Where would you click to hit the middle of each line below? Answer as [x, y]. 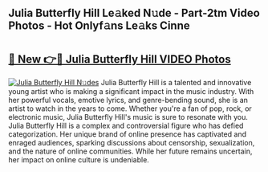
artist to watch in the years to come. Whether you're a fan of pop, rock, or [130, 109]
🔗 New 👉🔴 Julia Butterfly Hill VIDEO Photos [120, 59]
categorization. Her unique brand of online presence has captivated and [128, 134]
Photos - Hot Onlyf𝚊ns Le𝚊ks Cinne [99, 26]
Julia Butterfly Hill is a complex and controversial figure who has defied [126, 125]
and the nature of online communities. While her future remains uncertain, [130, 151]
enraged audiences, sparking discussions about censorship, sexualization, [132, 143]
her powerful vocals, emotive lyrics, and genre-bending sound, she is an [128, 100]
